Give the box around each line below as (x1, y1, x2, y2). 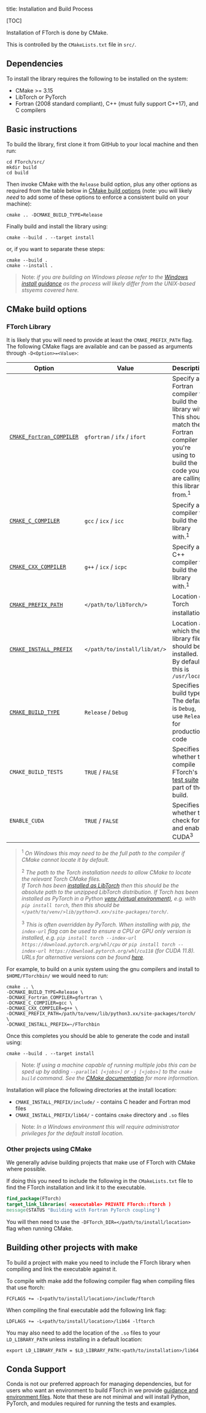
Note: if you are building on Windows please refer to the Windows (21, 273, 188, 281)
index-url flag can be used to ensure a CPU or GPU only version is (21, 927, 191, 935)
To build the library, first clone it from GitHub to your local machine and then (6, 141, 199, 148)
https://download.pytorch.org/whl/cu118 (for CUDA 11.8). (48, 947, 195, 954)
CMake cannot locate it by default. (21, 856, 110, 863)
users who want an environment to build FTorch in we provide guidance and (6, 1387, 199, 1394)
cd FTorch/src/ (6, 159, 45, 165)
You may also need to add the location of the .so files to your (6, 1329, 161, 1336)
